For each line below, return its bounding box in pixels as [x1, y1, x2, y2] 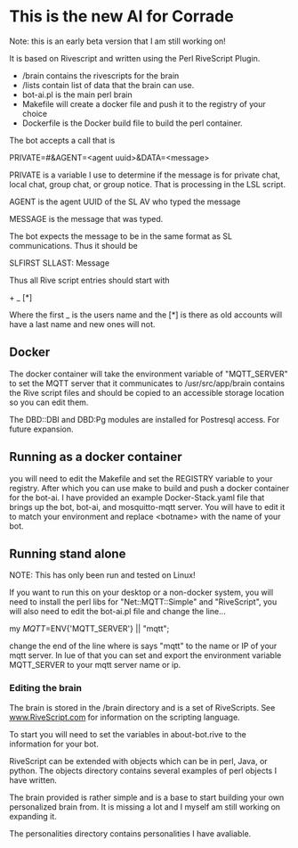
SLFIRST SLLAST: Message [9, 257, 109, 268]
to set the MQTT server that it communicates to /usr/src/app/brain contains [9, 377, 286, 389]
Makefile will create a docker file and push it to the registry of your [21, 98, 267, 109]
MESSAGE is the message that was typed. [9, 213, 164, 224]
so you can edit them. [9, 397, 89, 408]
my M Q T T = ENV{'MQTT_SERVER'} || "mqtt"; [9, 623, 170, 634]
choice [21, 108, 48, 119]
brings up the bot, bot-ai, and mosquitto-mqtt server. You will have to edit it [9, 501, 286, 512]
